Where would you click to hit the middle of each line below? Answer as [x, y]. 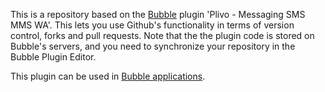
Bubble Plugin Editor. [53, 57]
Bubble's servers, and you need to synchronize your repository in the [153, 46]
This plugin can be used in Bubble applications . [108, 76]
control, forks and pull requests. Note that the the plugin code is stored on [162, 35]
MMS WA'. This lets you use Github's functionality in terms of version [152, 25]
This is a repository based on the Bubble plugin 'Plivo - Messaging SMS [158, 14]
